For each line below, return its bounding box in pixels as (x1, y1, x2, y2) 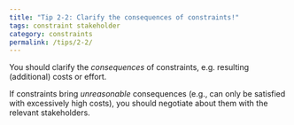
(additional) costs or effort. (9, 72, 107, 82)
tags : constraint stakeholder (9, 21, 121, 30)
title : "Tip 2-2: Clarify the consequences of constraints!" (9, 12, 240, 22)
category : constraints (9, 29, 93, 38)
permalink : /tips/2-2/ (9, 37, 93, 47)
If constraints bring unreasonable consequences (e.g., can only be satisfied (9, 89, 286, 99)
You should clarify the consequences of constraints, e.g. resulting (9, 62, 250, 73)
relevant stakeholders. (9, 107, 90, 118)
